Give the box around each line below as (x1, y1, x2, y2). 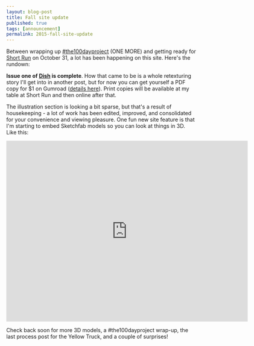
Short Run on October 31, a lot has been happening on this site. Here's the (6, 54, 191, 61)
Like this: (6, 129, 29, 136)
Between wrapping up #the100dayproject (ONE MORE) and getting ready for (6, 48, 196, 55)
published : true (6, 20, 47, 26)
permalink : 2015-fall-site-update (6, 31, 94, 37)
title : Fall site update (6, 14, 69, 20)
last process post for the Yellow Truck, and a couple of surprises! (6, 333, 168, 341)
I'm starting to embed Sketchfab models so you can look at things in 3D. (6, 122, 185, 130)
